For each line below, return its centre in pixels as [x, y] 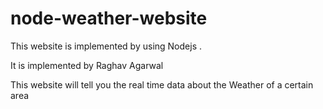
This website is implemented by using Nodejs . [106, 46]
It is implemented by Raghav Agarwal [87, 65]
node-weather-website [109, 18]
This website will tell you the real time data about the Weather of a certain [162, 84]
